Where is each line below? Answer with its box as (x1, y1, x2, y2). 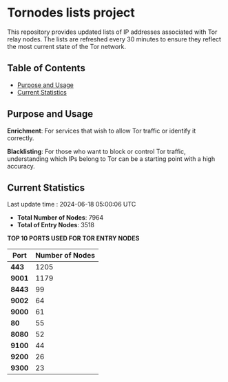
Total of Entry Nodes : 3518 (17, 221, 95, 229)
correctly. (7, 133, 34, 142)
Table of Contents (7, 62, 86, 74)
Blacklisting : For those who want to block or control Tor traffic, (7, 147, 186, 155)
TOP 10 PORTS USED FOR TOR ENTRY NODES (7, 234, 140, 242)
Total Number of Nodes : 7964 (17, 213, 104, 222)
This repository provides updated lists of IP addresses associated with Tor (7, 28, 218, 36)
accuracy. (7, 162, 36, 170)
